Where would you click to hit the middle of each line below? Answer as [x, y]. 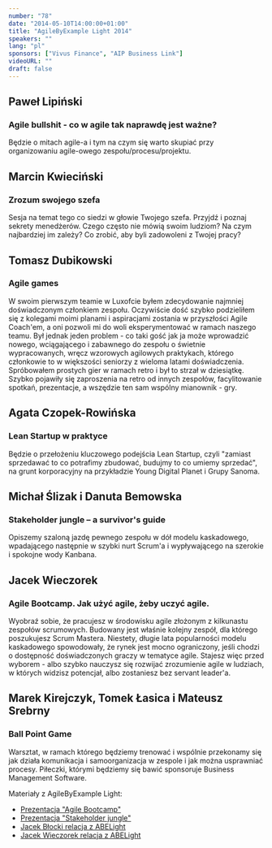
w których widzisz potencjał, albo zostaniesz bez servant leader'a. [120, 673]
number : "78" [30, 16]
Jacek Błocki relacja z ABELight [73, 826]
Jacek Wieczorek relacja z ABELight [80, 835]
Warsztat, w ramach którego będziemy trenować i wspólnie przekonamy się [135, 751]
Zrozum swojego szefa [54, 200]
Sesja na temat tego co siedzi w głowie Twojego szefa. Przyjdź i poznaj [127, 218]
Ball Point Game [40, 734]
